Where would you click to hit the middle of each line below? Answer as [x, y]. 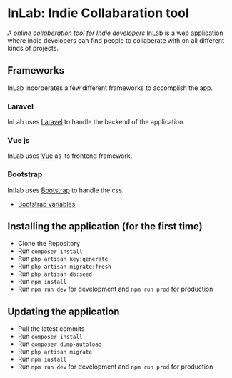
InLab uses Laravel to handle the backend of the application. [96, 122]
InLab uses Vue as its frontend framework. [70, 156]
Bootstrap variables [46, 204]
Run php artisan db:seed [55, 274]
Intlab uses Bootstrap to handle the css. [66, 190]
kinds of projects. [33, 48]
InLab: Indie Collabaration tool [98, 13]
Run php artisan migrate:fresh [65, 267]
